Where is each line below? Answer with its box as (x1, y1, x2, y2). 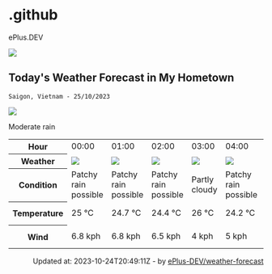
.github (8, 6, 58, 24)
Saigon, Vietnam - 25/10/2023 (8, 92, 111, 100)
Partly (191, 174, 215, 185)
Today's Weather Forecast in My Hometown (8, 71, 235, 85)
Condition (19, 179, 58, 191)
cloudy (191, 184, 218, 196)
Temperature (12, 208, 64, 219)
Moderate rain (8, 121, 56, 131)
